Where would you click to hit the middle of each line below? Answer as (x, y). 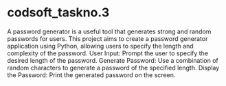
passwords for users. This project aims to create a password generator (108, 38)
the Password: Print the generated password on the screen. (91, 75)
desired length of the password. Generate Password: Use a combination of (113, 60)
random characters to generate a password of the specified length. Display (113, 68)
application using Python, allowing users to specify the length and (100, 46)
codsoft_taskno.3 (58, 13)
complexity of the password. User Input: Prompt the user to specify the (108, 53)
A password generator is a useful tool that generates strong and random (109, 31)
